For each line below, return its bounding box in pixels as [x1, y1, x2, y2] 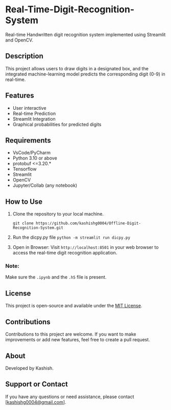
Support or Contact [5, 380, 68, 388]
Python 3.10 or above [12, 155, 57, 161]
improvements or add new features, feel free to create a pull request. [5, 337, 151, 343]
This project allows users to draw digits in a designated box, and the [5, 65, 149, 71]
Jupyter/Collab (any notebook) [12, 182, 78, 188]
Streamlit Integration [12, 115, 56, 122]
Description [5, 52, 43, 61]
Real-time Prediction [12, 110, 56, 116]
